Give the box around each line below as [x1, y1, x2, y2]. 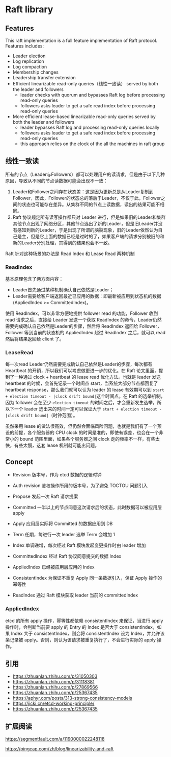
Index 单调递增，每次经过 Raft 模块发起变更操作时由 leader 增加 [12, 542, 146, 548]
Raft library [5, 4, 53, 15]
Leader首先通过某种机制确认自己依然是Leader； [12, 287, 113, 293]
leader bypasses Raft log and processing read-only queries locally [20, 124, 160, 130]
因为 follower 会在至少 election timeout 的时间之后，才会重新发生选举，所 [5, 400, 162, 406]
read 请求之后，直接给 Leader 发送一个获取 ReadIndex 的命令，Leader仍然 [5, 317, 162, 323]
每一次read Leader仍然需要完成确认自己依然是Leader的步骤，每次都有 [5, 361, 153, 368]
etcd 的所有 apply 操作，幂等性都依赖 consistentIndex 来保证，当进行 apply [5, 617, 163, 624]
